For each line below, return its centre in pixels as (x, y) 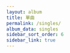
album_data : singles (33, 29)
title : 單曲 (20, 18)
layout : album (24, 12)
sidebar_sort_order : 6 (35, 35)
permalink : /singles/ (34, 23)
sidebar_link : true (31, 40)
